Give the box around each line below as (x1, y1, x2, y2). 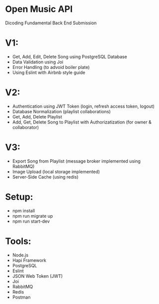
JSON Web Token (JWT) (12, 273, 63, 279)
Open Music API (5, 3, 73, 15)
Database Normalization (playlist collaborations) (12, 108, 111, 115)
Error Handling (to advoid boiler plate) (12, 64, 90, 70)
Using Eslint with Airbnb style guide (12, 69, 85, 75)
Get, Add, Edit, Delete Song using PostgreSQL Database (12, 54, 128, 60)
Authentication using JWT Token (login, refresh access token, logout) (12, 103, 155, 109)
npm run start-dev (12, 218, 50, 224)
